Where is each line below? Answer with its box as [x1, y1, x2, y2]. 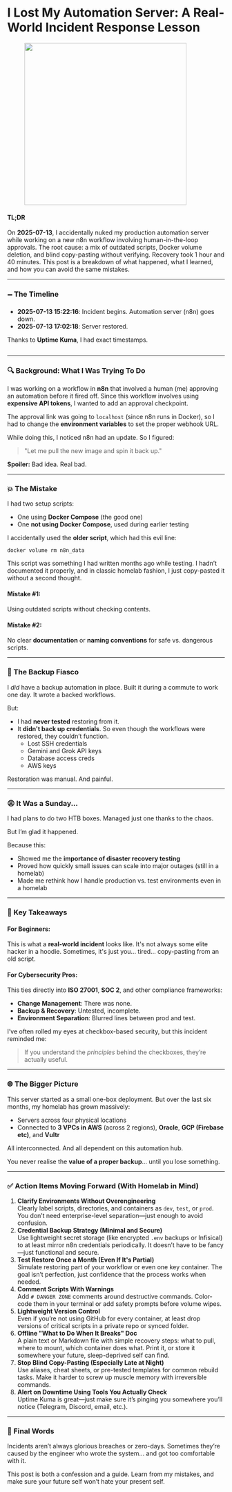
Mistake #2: [7, 620, 43, 629]
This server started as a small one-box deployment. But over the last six [7, 1095, 212, 1103]
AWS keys [27, 761, 57, 769]
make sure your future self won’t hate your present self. [7, 1477, 165, 1486]
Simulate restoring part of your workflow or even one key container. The [17, 1262, 223, 1271]
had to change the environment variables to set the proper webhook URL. [7, 420, 219, 428]
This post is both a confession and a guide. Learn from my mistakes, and [7, 1470, 214, 1478]
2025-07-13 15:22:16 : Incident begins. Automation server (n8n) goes [17, 308, 215, 316]
